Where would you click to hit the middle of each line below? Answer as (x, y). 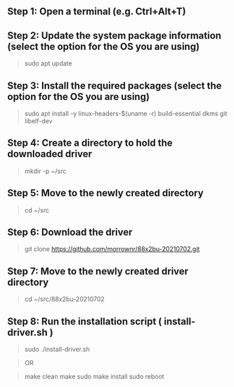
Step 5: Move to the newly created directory (105, 193)
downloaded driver (50, 154)
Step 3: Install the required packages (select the (115, 85)
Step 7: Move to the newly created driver (98, 271)
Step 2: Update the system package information (114, 36)
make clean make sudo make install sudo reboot (94, 376)
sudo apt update (48, 63)
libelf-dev (38, 121)
